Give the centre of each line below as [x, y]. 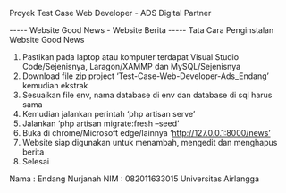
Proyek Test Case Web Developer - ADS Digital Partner [110, 13]
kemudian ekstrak [55, 85]
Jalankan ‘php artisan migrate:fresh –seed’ [101, 123]
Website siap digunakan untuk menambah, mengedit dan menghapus [150, 143]
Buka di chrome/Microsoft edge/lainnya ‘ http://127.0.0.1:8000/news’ [146, 133]
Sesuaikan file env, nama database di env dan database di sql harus [147, 95]
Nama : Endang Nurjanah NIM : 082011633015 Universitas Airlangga [135, 179]
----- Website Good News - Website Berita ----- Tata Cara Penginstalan [142, 30]
